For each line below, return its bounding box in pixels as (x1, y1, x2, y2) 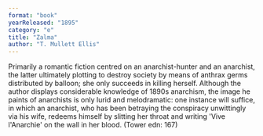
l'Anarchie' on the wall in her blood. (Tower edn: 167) (8, 120, 178, 130)
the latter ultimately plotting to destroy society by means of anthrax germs (8, 70, 248, 80)
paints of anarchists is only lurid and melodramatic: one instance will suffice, (8, 95, 255, 105)
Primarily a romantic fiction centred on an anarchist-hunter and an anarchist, (8, 62, 255, 71)
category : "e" (8, 26, 55, 34)
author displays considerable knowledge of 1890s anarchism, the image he (8, 87, 251, 96)
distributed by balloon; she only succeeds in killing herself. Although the (8, 79, 242, 88)
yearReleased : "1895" (8, 19, 79, 27)
